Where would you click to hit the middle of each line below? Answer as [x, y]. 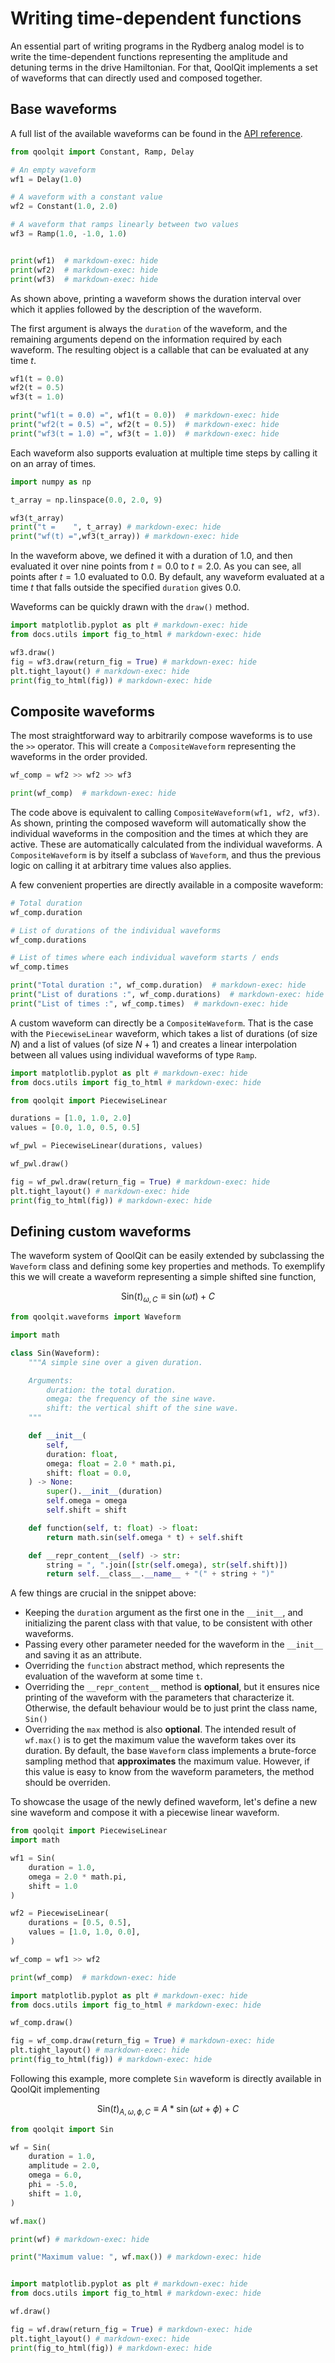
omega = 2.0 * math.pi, [78, 1877]
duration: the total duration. [111, 1390]
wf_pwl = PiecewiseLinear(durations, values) [106, 1146]
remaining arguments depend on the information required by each [146, 339]
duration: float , [82, 1454]
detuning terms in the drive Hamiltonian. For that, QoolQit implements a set [164, 67]
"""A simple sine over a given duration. [115, 1362]
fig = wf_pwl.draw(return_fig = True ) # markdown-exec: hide [140, 1182]
